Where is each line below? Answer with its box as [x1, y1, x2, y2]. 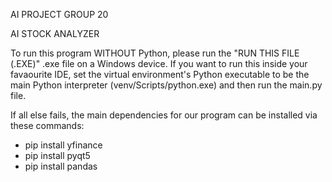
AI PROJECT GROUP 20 [10, 9, 109, 20]
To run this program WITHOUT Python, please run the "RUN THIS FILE [10, 47, 300, 59]
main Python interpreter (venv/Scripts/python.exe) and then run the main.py [10, 79, 323, 91]
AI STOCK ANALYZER [10, 28, 100, 39]
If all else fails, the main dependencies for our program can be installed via [10, 109, 318, 121]
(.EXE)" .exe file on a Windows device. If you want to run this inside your [10, 58, 308, 69]
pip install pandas [24, 160, 98, 172]
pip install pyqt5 [24, 150, 91, 161]
